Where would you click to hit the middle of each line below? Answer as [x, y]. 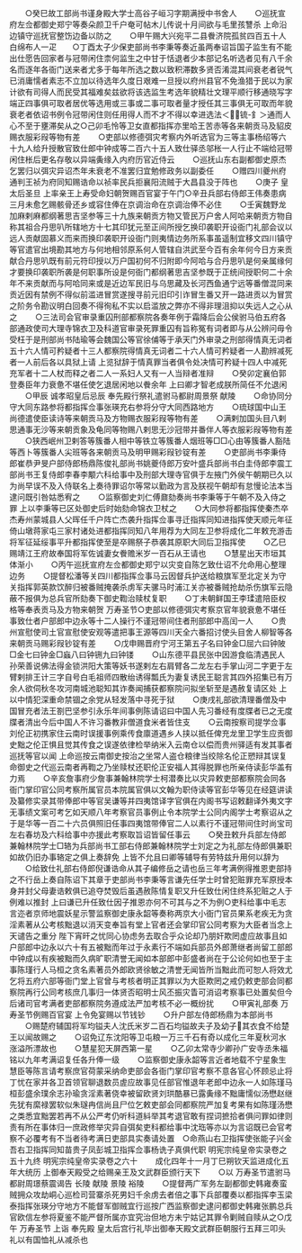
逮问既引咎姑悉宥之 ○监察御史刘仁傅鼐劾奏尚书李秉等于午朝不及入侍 [144, 497]
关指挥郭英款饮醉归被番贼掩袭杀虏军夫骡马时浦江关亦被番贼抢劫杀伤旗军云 [147, 587]
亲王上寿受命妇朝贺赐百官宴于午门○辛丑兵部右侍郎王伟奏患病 [172, 193]
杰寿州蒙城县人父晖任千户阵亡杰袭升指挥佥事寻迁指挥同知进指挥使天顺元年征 [151, 519]
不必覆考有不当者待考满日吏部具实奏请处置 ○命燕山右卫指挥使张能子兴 [151, 1138]
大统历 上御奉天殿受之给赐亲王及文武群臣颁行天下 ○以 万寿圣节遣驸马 [154, 1172]
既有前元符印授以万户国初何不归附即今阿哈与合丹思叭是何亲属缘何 [170, 261]
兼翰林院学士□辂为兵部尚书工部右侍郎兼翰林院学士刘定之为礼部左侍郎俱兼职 [151, 846]
